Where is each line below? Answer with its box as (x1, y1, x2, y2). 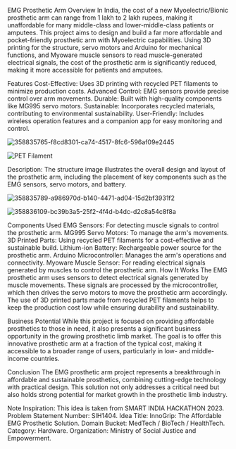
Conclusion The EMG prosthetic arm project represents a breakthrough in (7, 368, 221, 376)
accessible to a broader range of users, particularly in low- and (7, 347, 190, 355)
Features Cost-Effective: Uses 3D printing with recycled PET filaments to (7, 80, 218, 87)
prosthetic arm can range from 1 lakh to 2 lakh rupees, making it (7, 13, 192, 22)
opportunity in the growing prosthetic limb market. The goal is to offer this (7, 332, 222, 340)
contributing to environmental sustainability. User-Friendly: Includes (7, 109, 204, 118)
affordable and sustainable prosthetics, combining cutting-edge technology (7, 376, 227, 384)
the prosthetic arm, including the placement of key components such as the (7, 172, 227, 181)
